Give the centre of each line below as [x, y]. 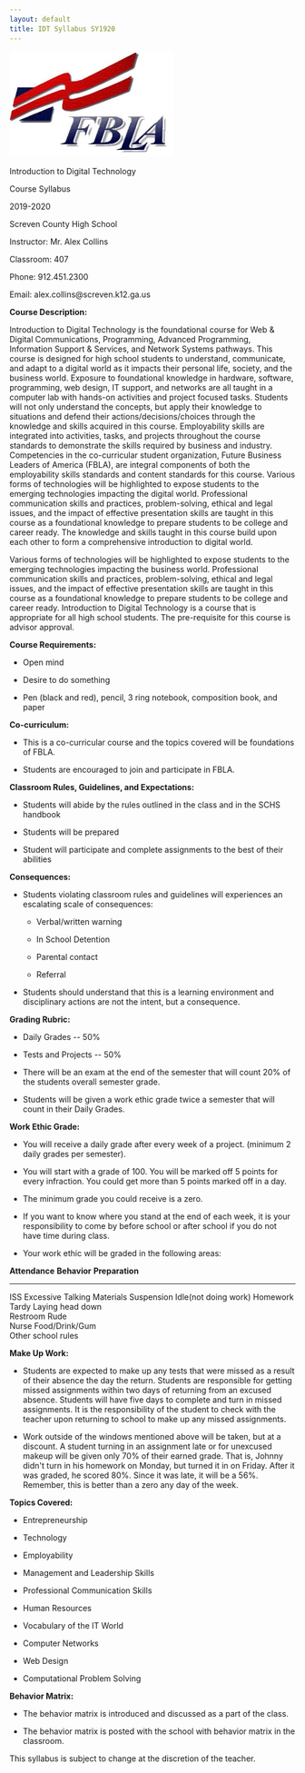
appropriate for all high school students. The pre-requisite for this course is [150, 617]
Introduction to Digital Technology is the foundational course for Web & [142, 329]
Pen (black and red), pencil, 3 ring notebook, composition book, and [150, 697]
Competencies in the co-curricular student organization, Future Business [146, 455]
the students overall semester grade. [91, 1082]
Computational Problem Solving [82, 1678]
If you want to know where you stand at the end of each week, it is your [156, 1216]
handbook [41, 814]
